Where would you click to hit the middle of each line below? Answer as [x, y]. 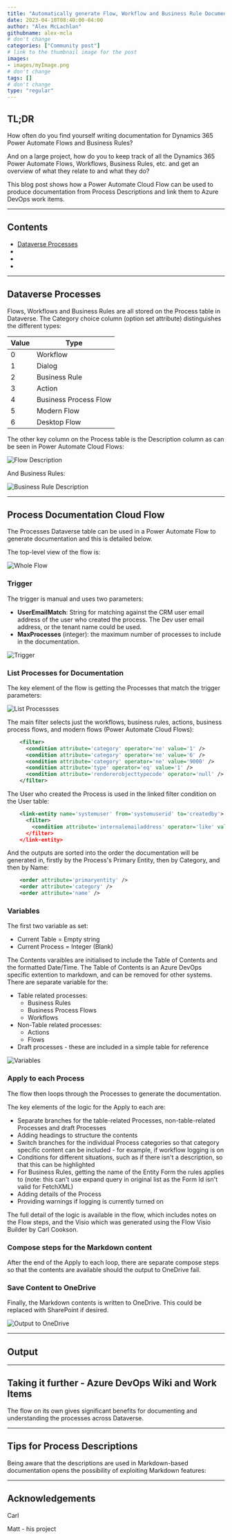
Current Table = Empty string [58, 939]
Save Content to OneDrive [52, 1287]
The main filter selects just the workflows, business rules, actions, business [115, 722]
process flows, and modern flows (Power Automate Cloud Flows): [101, 729]
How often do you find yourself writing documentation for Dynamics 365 [110, 135]
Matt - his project [32, 1529]
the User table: [28, 801]
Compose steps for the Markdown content [80, 1247]
